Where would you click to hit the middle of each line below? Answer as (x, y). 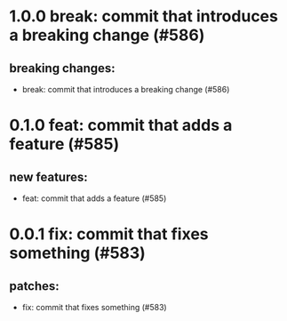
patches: (34, 286)
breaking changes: (62, 68)
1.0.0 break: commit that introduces (143, 16)
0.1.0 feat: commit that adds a (121, 125)
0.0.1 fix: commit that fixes (109, 234)
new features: (49, 177)
